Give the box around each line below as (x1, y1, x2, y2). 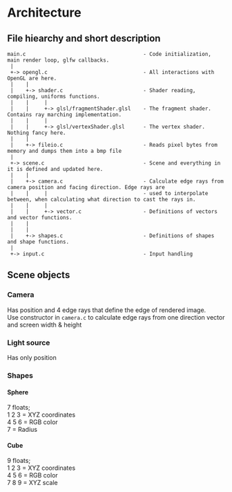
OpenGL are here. (7, 75, 57, 82)
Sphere (7, 388, 29, 396)
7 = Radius (7, 426, 38, 434)
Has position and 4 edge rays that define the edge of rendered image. (7, 306, 206, 314)
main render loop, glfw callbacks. (7, 57, 110, 64)
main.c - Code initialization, (7, 51, 212, 57)
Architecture (7, 5, 81, 21)
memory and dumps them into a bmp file (7, 147, 122, 154)
